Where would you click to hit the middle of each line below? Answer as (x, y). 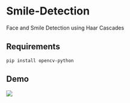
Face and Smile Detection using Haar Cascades (65, 28)
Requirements (33, 47)
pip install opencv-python (40, 61)
